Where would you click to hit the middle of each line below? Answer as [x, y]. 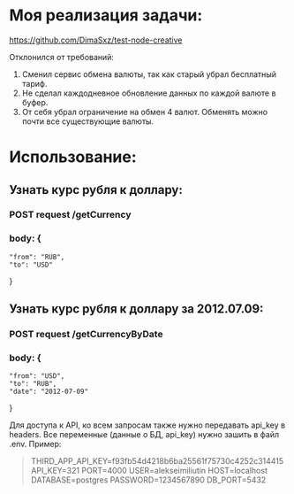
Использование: [73, 157]
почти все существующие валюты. [88, 121]
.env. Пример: [35, 444]
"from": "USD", [37, 376]
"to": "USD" [31, 265]
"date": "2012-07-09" [49, 392]
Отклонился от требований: [62, 57]
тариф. [34, 83]
